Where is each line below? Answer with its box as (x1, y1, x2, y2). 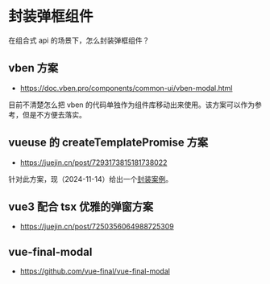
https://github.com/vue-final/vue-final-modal (19, 266, 171, 276)
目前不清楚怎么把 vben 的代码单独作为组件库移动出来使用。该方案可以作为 (8, 100, 255, 109)
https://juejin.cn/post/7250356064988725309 (19, 222, 175, 232)
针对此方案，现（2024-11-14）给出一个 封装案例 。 (8, 174, 173, 183)
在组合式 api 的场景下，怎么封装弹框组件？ (8, 35, 150, 45)
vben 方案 (8, 61, 59, 75)
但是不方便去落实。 (22, 109, 86, 119)
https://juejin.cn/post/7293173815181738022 (19, 158, 168, 167)
